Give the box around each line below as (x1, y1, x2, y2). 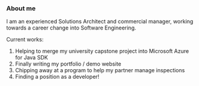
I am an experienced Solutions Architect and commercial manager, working (6, 18, 194, 25)
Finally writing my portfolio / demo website (15, 60, 122, 67)
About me (6, 4, 36, 13)
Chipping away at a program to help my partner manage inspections (15, 67, 185, 74)
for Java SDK (15, 54, 48, 61)
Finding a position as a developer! (15, 73, 100, 81)
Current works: (6, 36, 44, 43)
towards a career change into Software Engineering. (6, 24, 137, 31)
